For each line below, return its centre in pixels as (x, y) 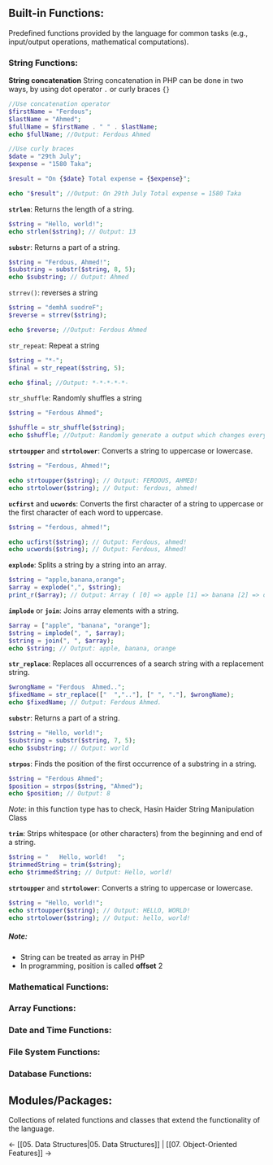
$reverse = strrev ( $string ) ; (58, 315)
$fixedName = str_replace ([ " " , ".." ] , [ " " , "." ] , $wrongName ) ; (121, 695)
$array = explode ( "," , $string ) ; (65, 588)
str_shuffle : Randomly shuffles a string (75, 398)
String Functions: (43, 63)
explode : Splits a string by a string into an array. (88, 565)
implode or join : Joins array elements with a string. (94, 611)
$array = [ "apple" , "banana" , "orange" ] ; (80, 625)
